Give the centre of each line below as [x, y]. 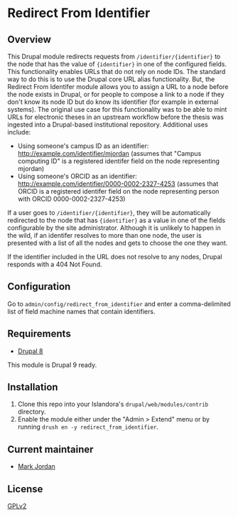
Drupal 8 [31, 351]
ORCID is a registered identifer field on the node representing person [118, 191]
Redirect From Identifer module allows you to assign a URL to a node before [118, 87]
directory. [32, 412]
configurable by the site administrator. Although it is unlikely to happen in [114, 228]
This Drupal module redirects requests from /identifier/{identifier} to [114, 56]
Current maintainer [50, 449]
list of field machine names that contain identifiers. [81, 311]
